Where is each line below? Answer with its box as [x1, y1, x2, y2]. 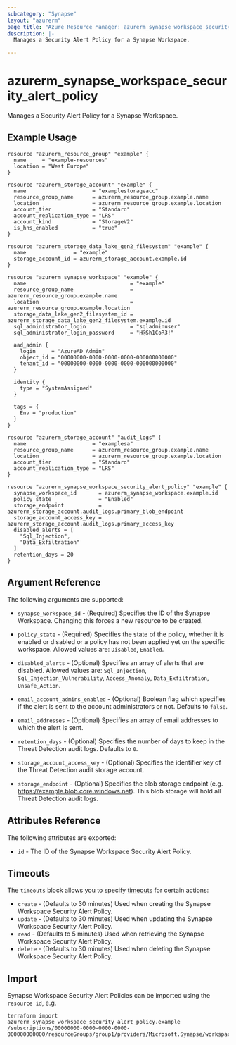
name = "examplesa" [13, 440, 133, 447]
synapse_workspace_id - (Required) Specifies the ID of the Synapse [17, 609, 211, 617]
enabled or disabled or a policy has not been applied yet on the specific [17, 637, 225, 645]
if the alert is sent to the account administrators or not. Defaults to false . [17, 702, 228, 710]
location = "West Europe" [13, 163, 90, 170]
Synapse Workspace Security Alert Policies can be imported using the [7, 991, 211, 1000]
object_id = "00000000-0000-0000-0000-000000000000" [20, 354, 178, 361]
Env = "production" [20, 409, 77, 416]
